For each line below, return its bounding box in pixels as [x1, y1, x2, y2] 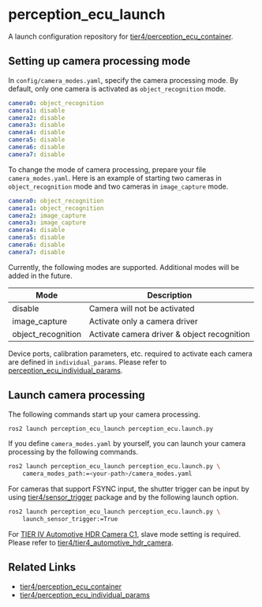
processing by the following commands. [8, 448, 138, 457]
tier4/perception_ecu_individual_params [19, 590, 150, 599]
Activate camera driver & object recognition [88, 328, 250, 339]
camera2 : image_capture [8, 212, 87, 219]
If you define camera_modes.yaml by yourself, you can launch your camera [8, 439, 246, 448]
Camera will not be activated [88, 302, 195, 313]
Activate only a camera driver [88, 316, 199, 327]
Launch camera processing [8, 388, 146, 402]
